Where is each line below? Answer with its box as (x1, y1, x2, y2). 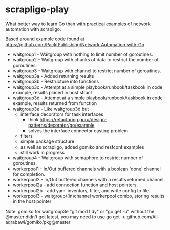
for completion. (12, 171, 45, 177)
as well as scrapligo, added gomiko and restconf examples (20, 143, 144, 150)
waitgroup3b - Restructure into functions (12, 78, 99, 85)
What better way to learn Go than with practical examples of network (5, 20, 151, 27)
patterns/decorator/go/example (28, 122, 95, 128)
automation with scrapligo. (5, 26, 61, 32)
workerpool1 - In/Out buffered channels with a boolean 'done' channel (12, 165, 161, 172)
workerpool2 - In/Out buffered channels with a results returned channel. (12, 176, 165, 182)
